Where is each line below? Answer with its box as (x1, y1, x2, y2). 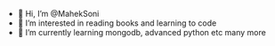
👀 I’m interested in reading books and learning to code (17, 18, 217, 28)
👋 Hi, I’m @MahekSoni (17, 9, 100, 19)
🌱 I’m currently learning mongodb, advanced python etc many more (17, 27, 267, 37)
